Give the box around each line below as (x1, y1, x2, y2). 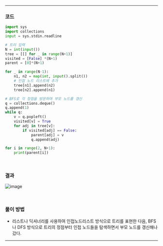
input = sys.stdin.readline (5, 34, 62, 39)
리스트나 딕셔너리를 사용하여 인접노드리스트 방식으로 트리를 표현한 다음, (12, 218, 147, 224)
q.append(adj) (31, 137, 60, 142)
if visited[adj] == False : (22, 128, 77, 133)
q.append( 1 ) (5, 105, 29, 110)
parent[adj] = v (31, 132, 64, 137)
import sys (5, 25, 27, 30)
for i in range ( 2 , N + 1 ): (5, 146, 55, 151)
